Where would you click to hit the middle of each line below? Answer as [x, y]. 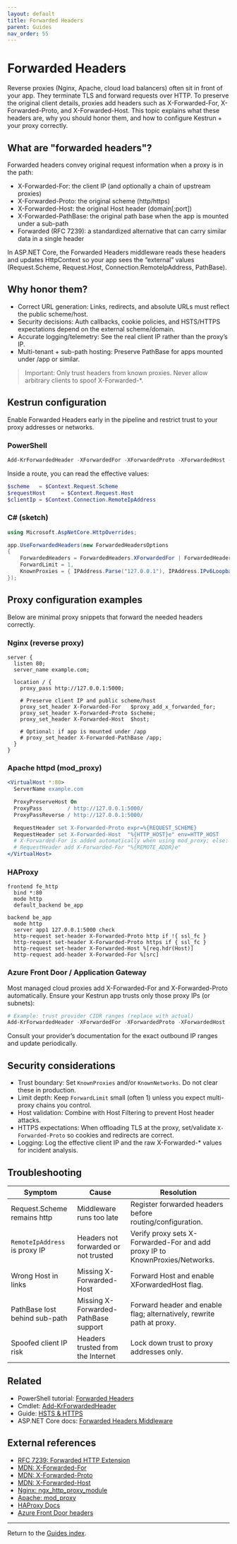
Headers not [98, 1237]
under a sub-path [43, 224]
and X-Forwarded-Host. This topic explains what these [140, 111]
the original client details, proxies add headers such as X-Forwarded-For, [114, 103]
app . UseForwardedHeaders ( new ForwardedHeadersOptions [88, 545]
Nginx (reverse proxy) [46, 642]
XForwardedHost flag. [166, 1285]
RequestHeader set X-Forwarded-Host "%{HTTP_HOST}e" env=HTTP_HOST [116, 835]
